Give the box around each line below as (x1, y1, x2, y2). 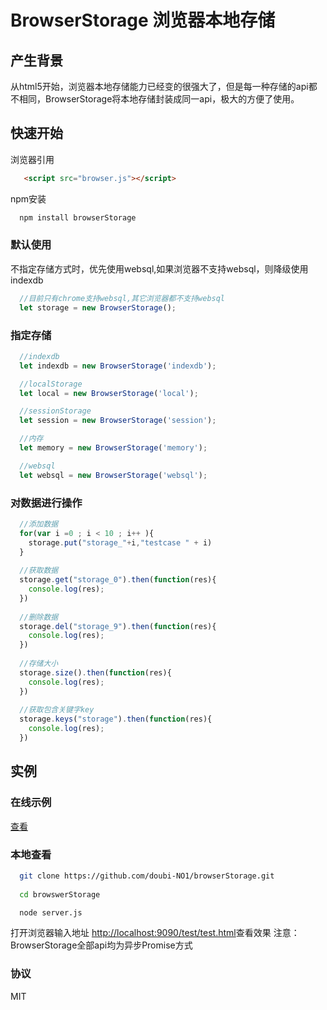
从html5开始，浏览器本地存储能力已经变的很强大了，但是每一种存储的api (10, 81, 309, 92)
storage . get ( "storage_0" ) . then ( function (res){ (19, 575, 217, 585)
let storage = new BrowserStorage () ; (19, 302, 177, 313)
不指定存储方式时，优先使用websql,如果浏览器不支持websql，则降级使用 (10, 262, 309, 275)
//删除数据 (19, 612, 59, 622)
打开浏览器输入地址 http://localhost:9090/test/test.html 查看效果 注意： (10, 927, 300, 939)
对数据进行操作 (10, 496, 83, 510)
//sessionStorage (19, 406, 92, 416)
